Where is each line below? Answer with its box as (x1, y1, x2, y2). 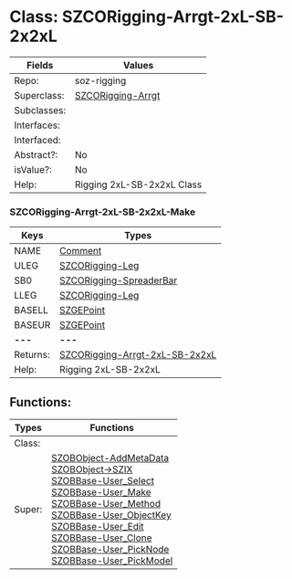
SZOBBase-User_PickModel (51, 554, 173, 567)
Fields (26, 58, 54, 71)
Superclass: (14, 89, 65, 101)
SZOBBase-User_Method (51, 498, 162, 511)
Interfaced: (14, 133, 61, 146)
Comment (58, 245, 102, 258)
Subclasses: (14, 103, 67, 116)
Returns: (14, 349, 50, 362)
